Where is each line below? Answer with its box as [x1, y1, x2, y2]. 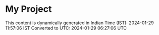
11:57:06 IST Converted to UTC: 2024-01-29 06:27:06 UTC [5, 25, 127, 31]
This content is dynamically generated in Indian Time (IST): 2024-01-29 [5, 20, 154, 26]
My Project [5, 3, 52, 15]
